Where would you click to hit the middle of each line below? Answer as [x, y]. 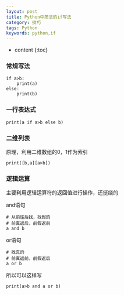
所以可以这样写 [24, 275]
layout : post [22, 11]
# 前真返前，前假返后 [28, 259]
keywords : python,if [31, 33]
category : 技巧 [24, 22]
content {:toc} [31, 50]
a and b [15, 229]
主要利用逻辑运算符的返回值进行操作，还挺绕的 [62, 193]
